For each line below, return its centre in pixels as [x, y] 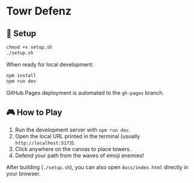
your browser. [23, 174]
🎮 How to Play [34, 112]
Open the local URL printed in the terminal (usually [77, 136]
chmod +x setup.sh [29, 47]
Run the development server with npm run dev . [73, 130]
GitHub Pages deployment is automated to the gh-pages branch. [85, 92]
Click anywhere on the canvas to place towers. [73, 149]
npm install [21, 75]
